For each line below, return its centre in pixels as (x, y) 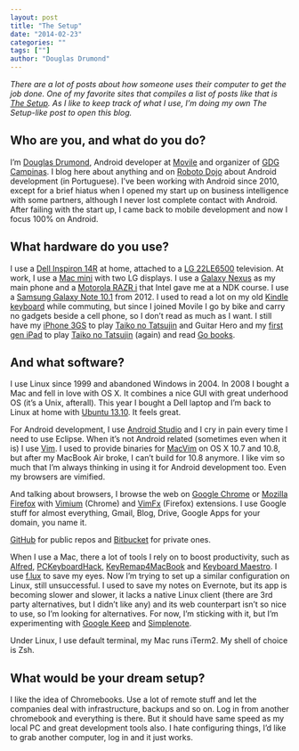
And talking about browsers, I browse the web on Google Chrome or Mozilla (149, 494)
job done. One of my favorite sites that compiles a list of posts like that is (144, 94)
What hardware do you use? (90, 247)
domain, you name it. (48, 523)
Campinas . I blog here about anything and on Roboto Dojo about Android (143, 171)
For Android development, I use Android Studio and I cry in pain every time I (149, 429)
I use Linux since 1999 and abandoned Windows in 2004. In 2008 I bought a (150, 384)
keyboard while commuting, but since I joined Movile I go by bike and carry (148, 306)
